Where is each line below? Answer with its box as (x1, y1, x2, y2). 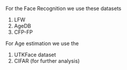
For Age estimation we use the (5, 40, 79, 47)
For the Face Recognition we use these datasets (5, 5, 122, 12)
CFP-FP (13, 29, 33, 36)
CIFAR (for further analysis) (13, 58, 80, 64)
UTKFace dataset (13, 51, 56, 58)
